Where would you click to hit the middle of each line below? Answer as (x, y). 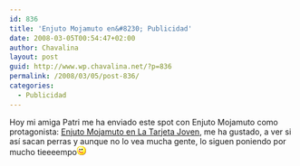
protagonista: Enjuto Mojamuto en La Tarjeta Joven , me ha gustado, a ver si (150, 132)
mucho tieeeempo (43, 152)
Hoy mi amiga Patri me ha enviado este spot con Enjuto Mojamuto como (144, 122)
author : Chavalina (44, 48)
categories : (32, 86)
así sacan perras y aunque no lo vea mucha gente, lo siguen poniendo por (148, 141)
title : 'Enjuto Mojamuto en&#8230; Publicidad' (101, 28)
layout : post (34, 57)
